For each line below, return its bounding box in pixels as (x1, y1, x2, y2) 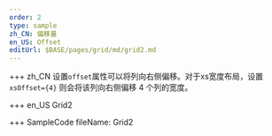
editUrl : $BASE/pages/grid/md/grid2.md (9, 46, 157, 55)
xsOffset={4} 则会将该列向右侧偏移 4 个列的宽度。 (9, 82, 193, 93)
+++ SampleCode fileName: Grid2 (9, 117, 134, 128)
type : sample (9, 21, 58, 30)
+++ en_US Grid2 (9, 100, 73, 110)
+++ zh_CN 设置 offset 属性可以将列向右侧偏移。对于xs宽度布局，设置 (9, 72, 264, 82)
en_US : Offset (9, 37, 62, 47)
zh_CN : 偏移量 (9, 29, 58, 38)
